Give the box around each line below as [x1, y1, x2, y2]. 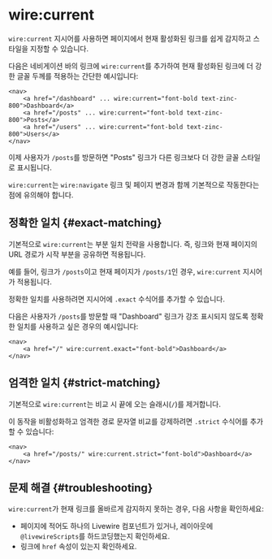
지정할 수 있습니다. [29, 43, 89, 54]
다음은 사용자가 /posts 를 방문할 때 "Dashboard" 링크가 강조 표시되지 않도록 [8, 311, 249, 321]
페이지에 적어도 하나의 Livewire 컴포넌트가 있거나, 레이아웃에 [19, 522, 214, 531]
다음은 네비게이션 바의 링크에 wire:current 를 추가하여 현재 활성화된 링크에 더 [8, 61, 253, 71]
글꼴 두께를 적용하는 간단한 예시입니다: [16, 71, 139, 80]
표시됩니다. [16, 162, 53, 172]
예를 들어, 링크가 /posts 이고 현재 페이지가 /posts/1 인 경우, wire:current [8, 266, 241, 276]
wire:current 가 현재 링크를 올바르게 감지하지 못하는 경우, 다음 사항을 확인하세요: [8, 504, 264, 513]
